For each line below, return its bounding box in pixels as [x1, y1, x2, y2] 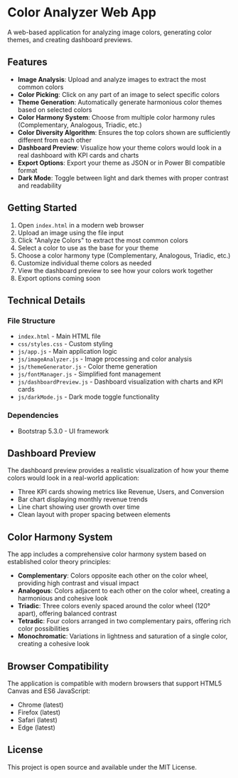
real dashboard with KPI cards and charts [17, 150, 139, 159]
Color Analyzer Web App [7, 4, 157, 21]
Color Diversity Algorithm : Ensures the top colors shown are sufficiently [17, 128, 231, 136]
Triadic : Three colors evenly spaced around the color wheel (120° [17, 602, 211, 610]
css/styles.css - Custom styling [17, 339, 114, 348]
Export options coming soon [17, 274, 101, 282]
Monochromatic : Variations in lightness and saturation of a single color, [17, 632, 228, 640]
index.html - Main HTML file [17, 332, 101, 341]
